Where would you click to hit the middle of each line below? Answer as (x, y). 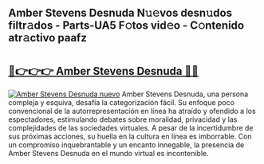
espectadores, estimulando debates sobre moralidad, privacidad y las (123, 119)
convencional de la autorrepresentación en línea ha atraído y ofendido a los (132, 111)
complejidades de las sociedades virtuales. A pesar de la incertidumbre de (131, 128)
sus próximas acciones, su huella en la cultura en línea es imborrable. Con (130, 136)
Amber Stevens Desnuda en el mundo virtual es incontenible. (108, 153)
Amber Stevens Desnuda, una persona (185, 94)
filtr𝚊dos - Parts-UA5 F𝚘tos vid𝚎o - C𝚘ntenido (126, 26)
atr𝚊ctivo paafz (48, 38)
